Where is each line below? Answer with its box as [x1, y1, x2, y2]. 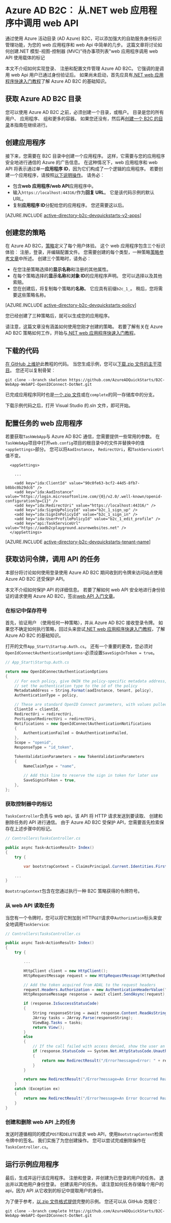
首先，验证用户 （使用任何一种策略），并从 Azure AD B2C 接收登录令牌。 [5, 619, 158, 626]
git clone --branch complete [5, 1208, 67, 1214]
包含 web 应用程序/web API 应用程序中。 [12, 182, 97, 189]
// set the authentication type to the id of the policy [14, 683, 138, 688]
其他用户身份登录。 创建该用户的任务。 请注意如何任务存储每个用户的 [18, 1181, 164, 1187]
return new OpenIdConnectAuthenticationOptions [5, 669, 108, 674]
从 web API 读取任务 [5, 902, 55, 909]
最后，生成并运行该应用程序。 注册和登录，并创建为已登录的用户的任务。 [5, 1174, 158, 1181]
